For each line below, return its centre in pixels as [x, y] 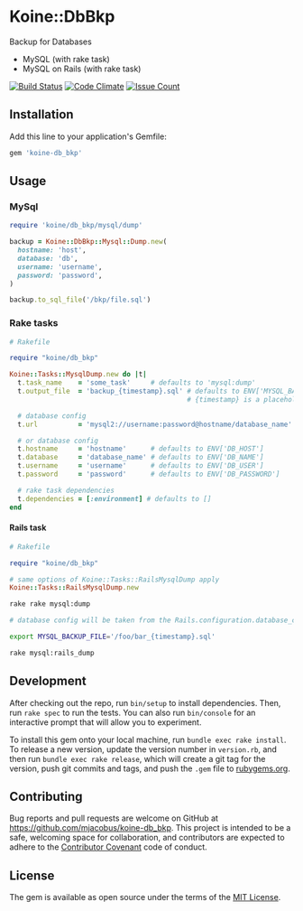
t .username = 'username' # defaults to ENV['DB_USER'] [141, 466]
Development [48, 681]
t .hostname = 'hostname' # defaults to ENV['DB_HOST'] [141, 449]
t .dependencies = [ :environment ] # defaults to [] [115, 498]
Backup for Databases [50, 42]
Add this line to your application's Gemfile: [88, 136]
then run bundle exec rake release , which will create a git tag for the [138, 758]
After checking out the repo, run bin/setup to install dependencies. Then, [145, 702]
